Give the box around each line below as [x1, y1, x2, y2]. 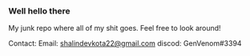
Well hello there [8, 6, 71, 17]
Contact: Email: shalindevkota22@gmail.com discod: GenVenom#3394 [8, 39, 242, 48]
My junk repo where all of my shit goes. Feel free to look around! [8, 24, 222, 33]
